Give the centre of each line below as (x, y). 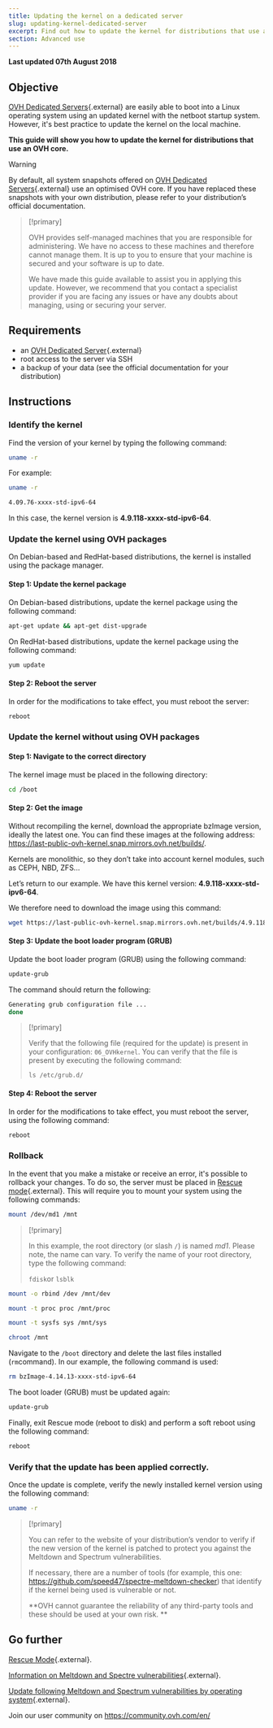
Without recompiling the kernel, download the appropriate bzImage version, (135, 825)
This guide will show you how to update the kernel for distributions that (131, 140)
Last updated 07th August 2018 (63, 62)
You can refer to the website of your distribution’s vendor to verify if (142, 1539)
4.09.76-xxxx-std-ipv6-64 (52, 503)
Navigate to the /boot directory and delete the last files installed (115, 1353)
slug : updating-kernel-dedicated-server (78, 24)
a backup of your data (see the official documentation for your (124, 368)
